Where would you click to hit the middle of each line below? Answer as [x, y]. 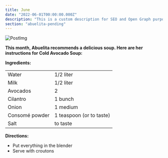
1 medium [66, 107]
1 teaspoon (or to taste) [82, 115]
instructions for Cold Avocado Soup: [44, 53]
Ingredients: [18, 63]
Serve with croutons [33, 151]
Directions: [17, 136]
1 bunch [64, 99]
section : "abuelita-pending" [35, 24]
